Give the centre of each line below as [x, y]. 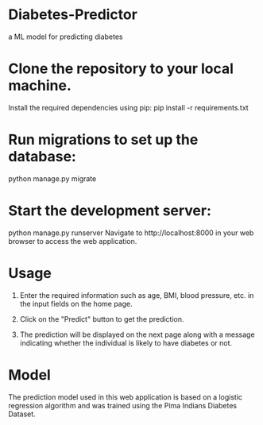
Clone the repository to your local [121, 69]
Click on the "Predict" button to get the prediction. [102, 319]
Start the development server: [110, 211]
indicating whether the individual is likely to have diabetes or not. [126, 342]
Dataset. [22, 414]
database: [43, 157]
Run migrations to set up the [103, 140]
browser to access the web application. [73, 241]
